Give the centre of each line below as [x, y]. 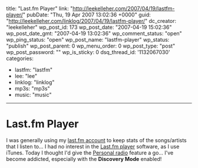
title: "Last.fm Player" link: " [39, 9]
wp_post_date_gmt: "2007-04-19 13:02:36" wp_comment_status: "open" [94, 33]
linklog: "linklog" [34, 82]
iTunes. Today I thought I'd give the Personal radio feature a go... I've [90, 153]
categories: [20, 58]
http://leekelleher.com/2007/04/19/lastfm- [124, 9]
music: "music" [33, 95]
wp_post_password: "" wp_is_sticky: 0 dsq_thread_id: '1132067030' [88, 52]
